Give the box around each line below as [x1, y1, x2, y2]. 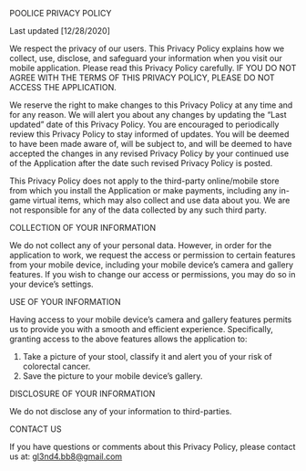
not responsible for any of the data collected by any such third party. [9, 204, 267, 215]
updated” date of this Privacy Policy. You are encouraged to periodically [9, 119, 280, 130]
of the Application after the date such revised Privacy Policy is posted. [9, 158, 273, 168]
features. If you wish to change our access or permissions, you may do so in [9, 269, 296, 279]
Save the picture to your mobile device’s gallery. [22, 371, 203, 382]
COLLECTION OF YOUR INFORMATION [9, 223, 157, 233]
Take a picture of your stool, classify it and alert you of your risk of [22, 351, 272, 361]
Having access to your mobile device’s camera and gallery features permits [9, 314, 292, 325]
